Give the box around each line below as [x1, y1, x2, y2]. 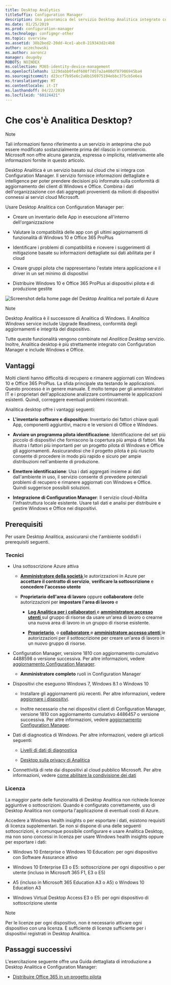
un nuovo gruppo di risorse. [27, 640, 87, 646]
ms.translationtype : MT [5, 78, 56, 83]
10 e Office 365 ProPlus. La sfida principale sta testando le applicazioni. [5, 380, 156, 386]
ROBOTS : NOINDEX [5, 59, 40, 65]
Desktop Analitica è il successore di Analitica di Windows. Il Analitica [5, 315, 150, 321]
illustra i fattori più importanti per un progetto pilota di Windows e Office [12, 442, 164, 449]
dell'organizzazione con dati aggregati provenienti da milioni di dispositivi [5, 189, 159, 195]
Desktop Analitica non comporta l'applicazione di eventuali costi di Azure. [5, 807, 160, 814]
